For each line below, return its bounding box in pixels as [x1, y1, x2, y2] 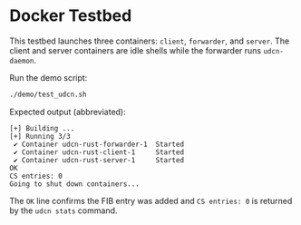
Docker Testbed [9, 5, 132, 26]
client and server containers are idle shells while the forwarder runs [9, 44, 262, 55]
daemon [9, 56, 34, 65]
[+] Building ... [9, 123, 75, 132]
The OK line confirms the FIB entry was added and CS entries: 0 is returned [9, 195, 293, 206]
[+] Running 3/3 [9, 132, 71, 141]
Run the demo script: [9, 72, 88, 83]
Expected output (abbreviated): [9, 106, 127, 117]
